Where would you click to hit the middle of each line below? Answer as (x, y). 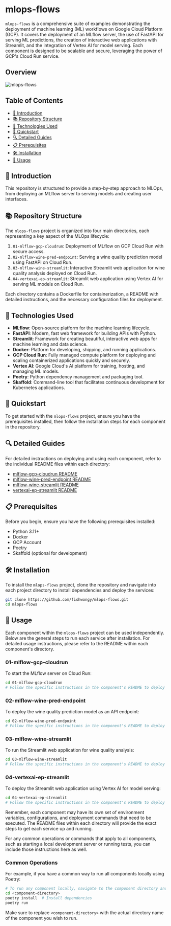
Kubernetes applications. (39, 388)
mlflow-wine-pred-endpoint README (52, 479)
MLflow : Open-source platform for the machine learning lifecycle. (82, 328)
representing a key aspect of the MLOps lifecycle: (57, 236)
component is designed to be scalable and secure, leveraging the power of (84, 51)
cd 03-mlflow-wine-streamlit (36, 760)
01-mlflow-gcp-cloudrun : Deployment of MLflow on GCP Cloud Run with (88, 246)
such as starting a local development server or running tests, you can (78, 844)
